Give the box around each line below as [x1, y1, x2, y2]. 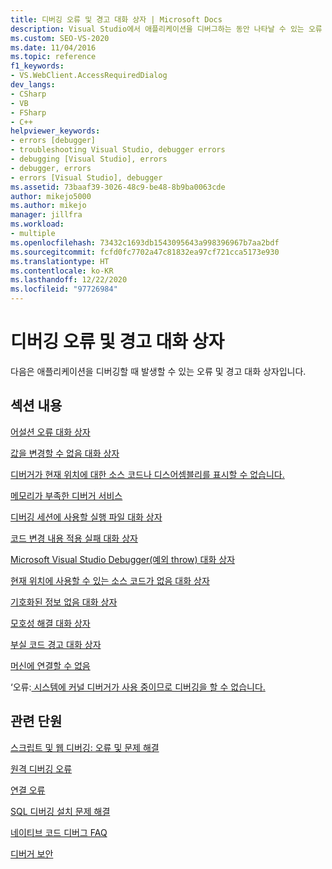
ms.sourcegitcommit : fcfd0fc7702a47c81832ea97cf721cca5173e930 [10, 247, 280, 257]
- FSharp [10, 107, 47, 118]
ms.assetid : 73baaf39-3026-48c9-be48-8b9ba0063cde [10, 182, 226, 192]
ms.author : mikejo [10, 201, 87, 211]
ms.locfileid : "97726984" [10, 284, 118, 295]
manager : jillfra [10, 210, 83, 220]
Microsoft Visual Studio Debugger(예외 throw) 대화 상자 [10, 553, 236, 565]
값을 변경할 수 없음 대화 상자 [10, 447, 120, 459]
